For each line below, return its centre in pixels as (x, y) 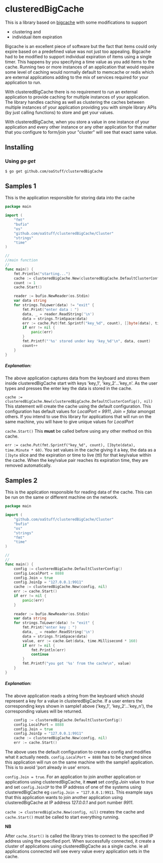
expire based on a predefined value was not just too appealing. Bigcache (78, 51)
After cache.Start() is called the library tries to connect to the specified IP (79, 836)
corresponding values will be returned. (44, 711)
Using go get (20, 161)
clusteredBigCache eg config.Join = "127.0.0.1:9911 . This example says (79, 792)
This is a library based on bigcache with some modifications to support (76, 22)
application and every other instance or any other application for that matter (81, 127)
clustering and (26, 32)
